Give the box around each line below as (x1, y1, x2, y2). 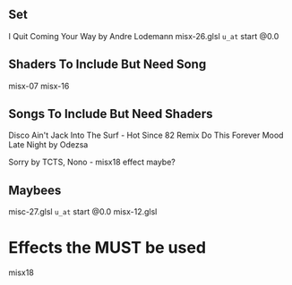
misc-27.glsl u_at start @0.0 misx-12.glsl (8, 206, 158, 217)
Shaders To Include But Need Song (8, 57, 207, 72)
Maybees (8, 182, 62, 197)
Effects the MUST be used (8, 238, 207, 258)
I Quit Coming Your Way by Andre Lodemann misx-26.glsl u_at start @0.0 (8, 30, 279, 41)
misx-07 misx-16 (8, 80, 70, 91)
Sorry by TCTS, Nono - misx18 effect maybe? (8, 156, 176, 168)
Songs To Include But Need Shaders (8, 106, 213, 122)
